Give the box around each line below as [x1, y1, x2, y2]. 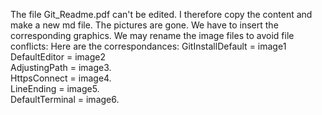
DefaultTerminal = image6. [10, 94, 120, 105]
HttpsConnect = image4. [10, 72, 112, 84]
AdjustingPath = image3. [10, 62, 112, 73]
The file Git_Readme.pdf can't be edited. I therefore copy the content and [10, 9, 313, 20]
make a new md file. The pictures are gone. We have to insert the [10, 19, 279, 31]
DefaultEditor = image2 [10, 51, 106, 63]
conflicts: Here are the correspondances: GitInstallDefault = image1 [10, 40, 287, 52]
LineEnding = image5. [10, 83, 100, 94]
